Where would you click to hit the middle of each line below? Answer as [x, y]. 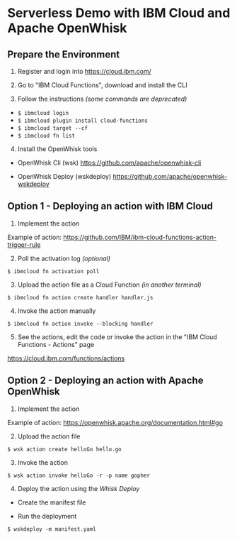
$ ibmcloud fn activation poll [53, 271]
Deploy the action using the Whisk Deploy [79, 488]
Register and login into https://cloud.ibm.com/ [85, 71]
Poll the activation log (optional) [64, 258]
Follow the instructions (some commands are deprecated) [102, 99]
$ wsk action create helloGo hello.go [64, 449]
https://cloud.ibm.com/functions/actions [66, 358]
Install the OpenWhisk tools [57, 149]
